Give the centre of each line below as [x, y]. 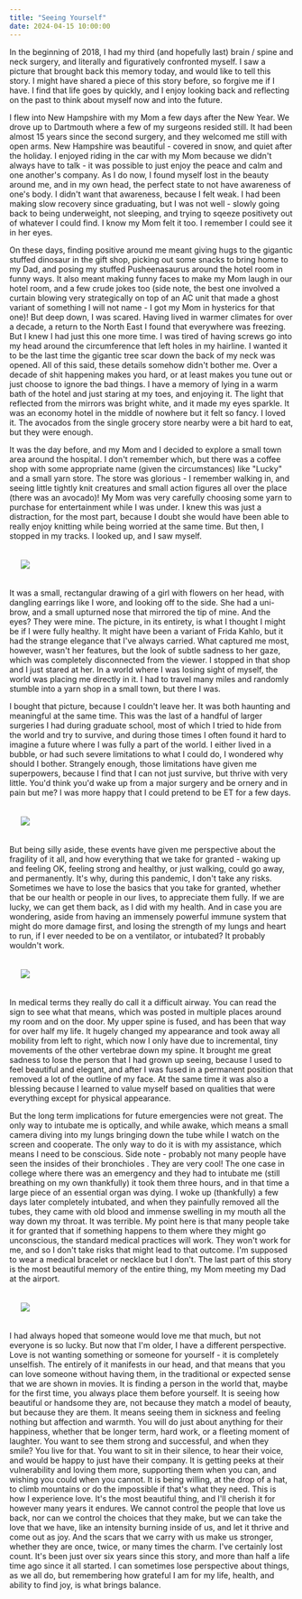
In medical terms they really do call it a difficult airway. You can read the [143, 1002]
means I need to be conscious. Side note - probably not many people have [148, 1154]
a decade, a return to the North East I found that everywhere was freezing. [148, 327]
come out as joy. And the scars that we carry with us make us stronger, [141, 1537]
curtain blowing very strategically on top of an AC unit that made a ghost [144, 298]
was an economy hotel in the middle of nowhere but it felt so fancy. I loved [147, 412]
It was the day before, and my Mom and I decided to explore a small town [146, 449]
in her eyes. [31, 232]
